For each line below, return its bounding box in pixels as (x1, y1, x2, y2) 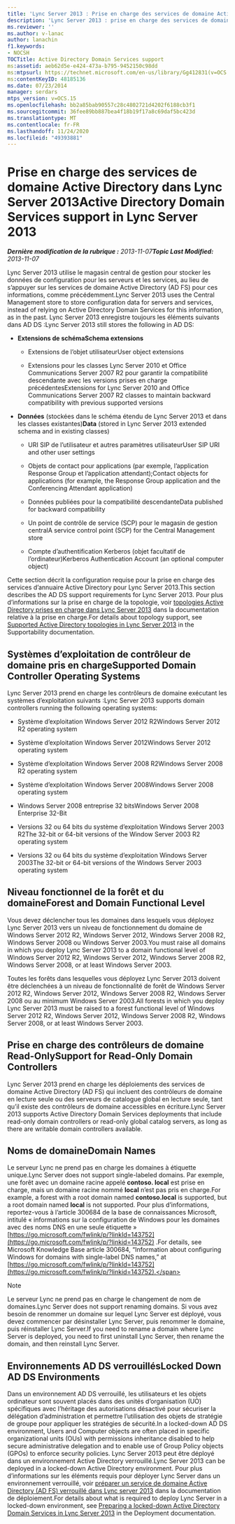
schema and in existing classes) (17, 427, 110, 436)
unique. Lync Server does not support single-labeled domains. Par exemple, (7, 1171, 225, 1179)
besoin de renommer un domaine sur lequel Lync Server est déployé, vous (7, 1310, 222, 1318)
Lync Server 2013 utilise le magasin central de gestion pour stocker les (7, 268, 211, 277)
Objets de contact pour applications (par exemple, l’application (27, 462, 209, 470)
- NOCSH (7, 50, 30, 57)
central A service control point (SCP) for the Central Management (27, 526, 215, 535)
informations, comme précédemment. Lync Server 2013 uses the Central (7, 290, 215, 299)
